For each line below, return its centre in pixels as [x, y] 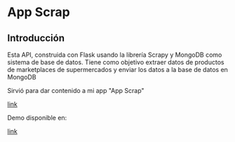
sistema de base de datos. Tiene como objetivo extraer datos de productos [116, 62]
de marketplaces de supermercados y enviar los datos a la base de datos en [117, 70]
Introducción [36, 38]
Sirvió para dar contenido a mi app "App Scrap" [76, 91]
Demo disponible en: [37, 118]
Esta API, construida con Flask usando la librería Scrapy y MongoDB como [115, 55]
